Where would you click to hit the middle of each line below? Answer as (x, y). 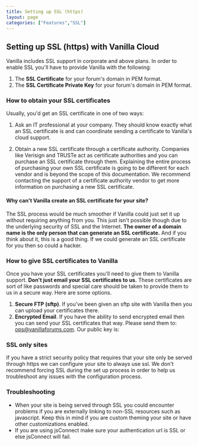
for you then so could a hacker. (44, 245)
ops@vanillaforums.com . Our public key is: (67, 329)
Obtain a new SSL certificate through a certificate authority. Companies (102, 149)
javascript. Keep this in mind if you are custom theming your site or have (103, 417)
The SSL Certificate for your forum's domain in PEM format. (88, 79)
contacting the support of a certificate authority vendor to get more (97, 181)
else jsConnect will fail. (43, 436)
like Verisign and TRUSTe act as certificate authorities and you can (96, 156)
